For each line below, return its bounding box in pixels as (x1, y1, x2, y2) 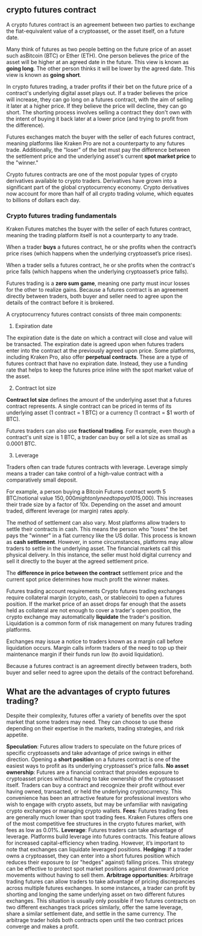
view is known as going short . (6, 71, 81, 78)
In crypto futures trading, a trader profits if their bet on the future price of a (6, 83, 193, 90)
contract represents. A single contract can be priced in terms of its (6, 402, 172, 410)
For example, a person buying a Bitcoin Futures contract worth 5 (6, 488, 166, 496)
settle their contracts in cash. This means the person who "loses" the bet (6, 526, 188, 533)
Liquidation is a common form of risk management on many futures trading (6, 620, 192, 627)
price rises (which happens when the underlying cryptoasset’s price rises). (6, 250, 192, 257)
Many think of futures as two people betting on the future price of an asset (6, 45, 192, 53)
